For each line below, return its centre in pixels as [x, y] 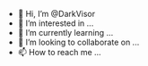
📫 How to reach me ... [59, 52]
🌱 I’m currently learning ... [65, 33]
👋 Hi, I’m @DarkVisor [57, 14]
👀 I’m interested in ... [56, 23]
